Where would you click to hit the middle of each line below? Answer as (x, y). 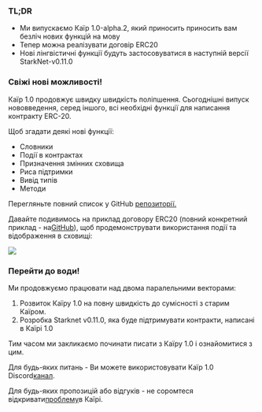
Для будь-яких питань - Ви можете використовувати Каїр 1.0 (111, 367)
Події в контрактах (51, 154)
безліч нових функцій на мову (70, 36)
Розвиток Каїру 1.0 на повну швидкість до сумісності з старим (124, 303)
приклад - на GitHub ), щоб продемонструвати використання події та (122, 227)
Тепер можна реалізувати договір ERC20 (89, 45)
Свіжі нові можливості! (55, 82)
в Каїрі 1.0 (36, 328)
